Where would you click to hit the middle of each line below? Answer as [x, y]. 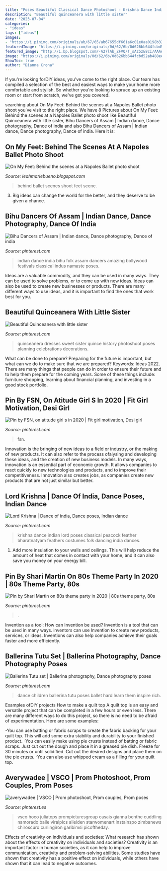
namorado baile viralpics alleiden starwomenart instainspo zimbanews [89, 822]
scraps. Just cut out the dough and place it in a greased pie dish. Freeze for [83, 746]
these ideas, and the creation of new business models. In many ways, [76, 460]
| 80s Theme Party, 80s [42, 584]
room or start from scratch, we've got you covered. [57, 95]
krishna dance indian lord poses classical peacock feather [77, 535]
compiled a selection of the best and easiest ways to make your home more [83, 84]
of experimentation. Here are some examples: [52, 720]
